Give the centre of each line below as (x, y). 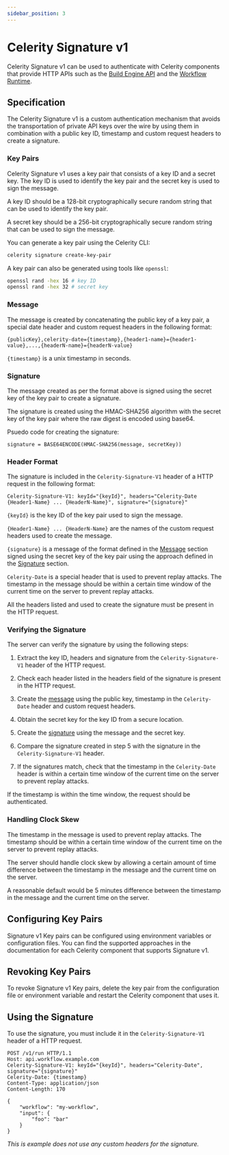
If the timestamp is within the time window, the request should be (99, 794)
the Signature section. (38, 563)
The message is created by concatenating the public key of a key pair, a (108, 319)
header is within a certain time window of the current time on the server (118, 774)
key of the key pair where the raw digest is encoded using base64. (101, 418)
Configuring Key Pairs (55, 919)
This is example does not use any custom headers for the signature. (103, 1144)
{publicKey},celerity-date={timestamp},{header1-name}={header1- (102, 339)
